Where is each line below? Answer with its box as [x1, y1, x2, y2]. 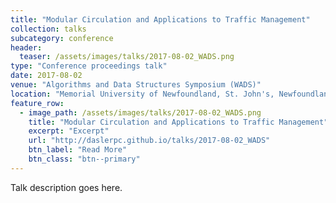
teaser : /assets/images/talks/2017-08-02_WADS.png [19, 52, 235, 62]
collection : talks [10, 24, 87, 34]
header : [10, 42, 43, 53]
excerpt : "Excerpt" [28, 126, 110, 136]
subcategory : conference [10, 33, 114, 43]
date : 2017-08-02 [10, 71, 83, 81]
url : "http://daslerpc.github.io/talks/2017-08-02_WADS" [28, 136, 271, 146]
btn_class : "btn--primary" [28, 154, 141, 164]
